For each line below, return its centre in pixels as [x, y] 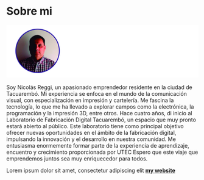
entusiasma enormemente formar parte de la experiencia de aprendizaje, [98, 146]
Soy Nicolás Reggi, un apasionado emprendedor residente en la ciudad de [100, 87]
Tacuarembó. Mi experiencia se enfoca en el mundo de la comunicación [97, 94]
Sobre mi [30, 11]
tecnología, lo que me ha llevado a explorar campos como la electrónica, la [100, 107]
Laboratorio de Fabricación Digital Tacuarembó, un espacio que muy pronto [101, 120]
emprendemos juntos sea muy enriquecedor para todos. [77, 159]
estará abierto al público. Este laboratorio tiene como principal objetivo [95, 126]
